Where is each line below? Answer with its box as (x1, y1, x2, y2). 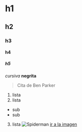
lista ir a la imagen (12, 121, 78, 128)
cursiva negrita (5, 73, 37, 79)
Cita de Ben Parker (17, 82, 55, 88)
